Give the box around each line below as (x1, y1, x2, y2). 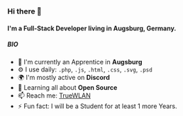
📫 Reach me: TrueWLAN (17, 91, 91, 100)
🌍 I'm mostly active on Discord (17, 74, 110, 82)
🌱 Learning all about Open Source (17, 83, 118, 92)
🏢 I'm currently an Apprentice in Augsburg (17, 58, 143, 66)
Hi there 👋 (7, 6, 43, 16)
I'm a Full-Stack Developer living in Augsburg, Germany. (7, 24, 177, 33)
